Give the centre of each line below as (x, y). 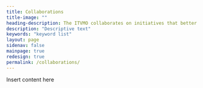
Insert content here (30, 80)
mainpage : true (26, 51)
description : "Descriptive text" (49, 29)
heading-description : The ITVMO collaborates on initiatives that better (102, 23)
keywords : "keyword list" (39, 34)
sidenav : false (26, 46)
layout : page (23, 40)
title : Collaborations (35, 12)
